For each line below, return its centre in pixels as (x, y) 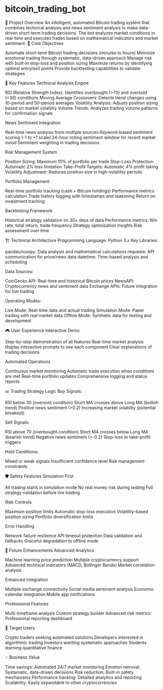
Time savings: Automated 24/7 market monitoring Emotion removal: (73, 667)
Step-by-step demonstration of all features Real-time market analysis (74, 342)
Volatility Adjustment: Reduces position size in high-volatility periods (74, 172)
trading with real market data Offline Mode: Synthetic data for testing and (78, 315)
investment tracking (25, 201)
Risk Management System (31, 152)
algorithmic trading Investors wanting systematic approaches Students (76, 642)
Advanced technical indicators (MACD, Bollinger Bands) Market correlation (80, 565)
